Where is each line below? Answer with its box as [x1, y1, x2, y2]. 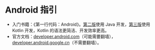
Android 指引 [5, 4, 57, 16]
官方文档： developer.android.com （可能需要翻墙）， [12, 33, 116, 39]
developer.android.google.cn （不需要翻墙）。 [12, 39, 102, 45]
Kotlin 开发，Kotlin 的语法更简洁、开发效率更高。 [12, 27, 109, 33]
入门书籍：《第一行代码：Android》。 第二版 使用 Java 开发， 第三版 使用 [12, 21, 150, 27]
